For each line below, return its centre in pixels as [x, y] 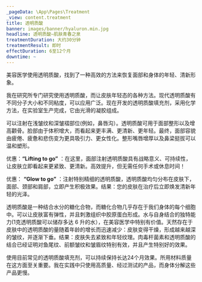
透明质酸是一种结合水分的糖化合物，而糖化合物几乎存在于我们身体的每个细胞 [101, 207]
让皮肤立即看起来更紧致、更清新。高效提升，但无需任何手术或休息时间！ [96, 166]
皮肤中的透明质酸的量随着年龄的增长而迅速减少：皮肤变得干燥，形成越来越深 [101, 229]
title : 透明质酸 [25, 23]
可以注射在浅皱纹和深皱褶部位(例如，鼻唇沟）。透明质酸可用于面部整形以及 [98, 123]
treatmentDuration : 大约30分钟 [44, 40]
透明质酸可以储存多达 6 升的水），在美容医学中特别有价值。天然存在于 [107, 222]
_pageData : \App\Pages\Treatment [48, 12]
